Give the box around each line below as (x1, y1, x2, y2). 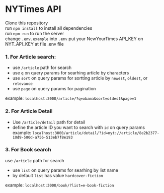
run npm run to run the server (5, 30, 65, 36)
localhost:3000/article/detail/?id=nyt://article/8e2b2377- (32, 130, 160, 135)
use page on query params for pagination (12, 86, 96, 92)
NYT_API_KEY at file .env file (5, 41, 64, 47)
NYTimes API (5, 3, 61, 15)
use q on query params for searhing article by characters (12, 70, 129, 76)
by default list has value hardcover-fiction (12, 172, 103, 178)
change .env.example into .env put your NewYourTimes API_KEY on (5, 36, 143, 42)
